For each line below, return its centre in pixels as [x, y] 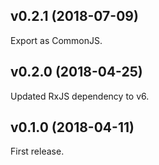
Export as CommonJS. [56, 40]
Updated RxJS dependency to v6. [80, 96]
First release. [37, 151]
